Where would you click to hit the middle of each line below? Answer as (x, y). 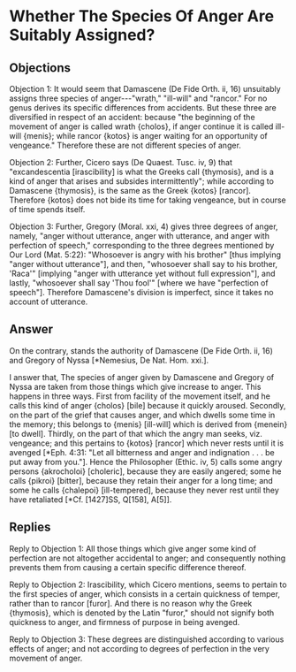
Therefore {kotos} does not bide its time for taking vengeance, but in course (148, 200)
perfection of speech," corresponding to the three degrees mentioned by (142, 245)
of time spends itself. (47, 209)
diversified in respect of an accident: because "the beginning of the (132, 117)
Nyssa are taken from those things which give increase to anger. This (135, 386)
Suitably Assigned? (82, 35)
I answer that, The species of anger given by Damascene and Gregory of (142, 377)
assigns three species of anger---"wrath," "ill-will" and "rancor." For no (138, 98)
